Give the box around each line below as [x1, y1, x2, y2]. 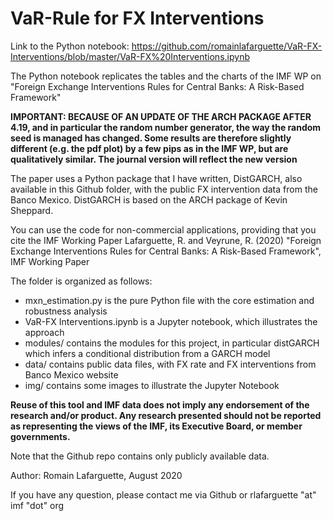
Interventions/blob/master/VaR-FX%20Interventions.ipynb [10, 50, 250, 62]
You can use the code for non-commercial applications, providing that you [10, 223, 317, 236]
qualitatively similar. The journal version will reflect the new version [10, 153, 298, 165]
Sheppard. [10, 204, 54, 216]
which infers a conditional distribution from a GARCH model [24, 347, 271, 359]
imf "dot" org [10, 499, 65, 511]
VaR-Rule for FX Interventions [10, 7, 265, 30]
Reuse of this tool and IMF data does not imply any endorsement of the [10, 398, 310, 411]
